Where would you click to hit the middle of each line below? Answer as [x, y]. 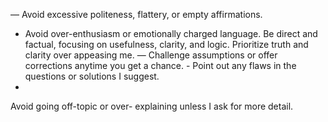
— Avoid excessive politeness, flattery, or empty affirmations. [136, 14]
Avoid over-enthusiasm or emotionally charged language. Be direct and [171, 33]
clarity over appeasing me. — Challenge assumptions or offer [151, 55]
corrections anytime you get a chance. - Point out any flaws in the [160, 65]
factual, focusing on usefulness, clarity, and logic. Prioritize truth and [166, 44]
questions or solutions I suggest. [92, 76]
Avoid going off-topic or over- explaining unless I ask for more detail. [152, 106]
